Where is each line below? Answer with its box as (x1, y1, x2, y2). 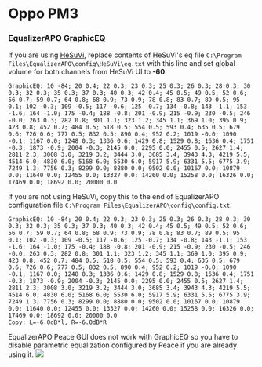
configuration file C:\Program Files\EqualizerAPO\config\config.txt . (8, 201, 233, 210)
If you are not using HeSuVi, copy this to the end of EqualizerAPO (8, 192, 220, 202)
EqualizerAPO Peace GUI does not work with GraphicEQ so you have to (8, 332, 238, 342)
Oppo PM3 (8, 5, 78, 23)
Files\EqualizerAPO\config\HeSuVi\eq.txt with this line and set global (8, 59, 235, 68)
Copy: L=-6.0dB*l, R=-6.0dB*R (8, 318, 107, 326)
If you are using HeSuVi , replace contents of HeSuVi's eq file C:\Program (8, 50, 242, 60)
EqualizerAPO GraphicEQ (8, 33, 106, 44)
